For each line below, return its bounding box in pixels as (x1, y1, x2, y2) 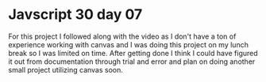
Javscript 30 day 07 (8, 6, 143, 24)
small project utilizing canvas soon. (8, 65, 123, 74)
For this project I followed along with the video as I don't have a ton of (8, 32, 237, 41)
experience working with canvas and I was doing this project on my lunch (8, 39, 249, 49)
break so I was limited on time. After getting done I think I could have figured (8, 48, 258, 58)
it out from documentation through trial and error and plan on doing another (8, 57, 256, 66)
